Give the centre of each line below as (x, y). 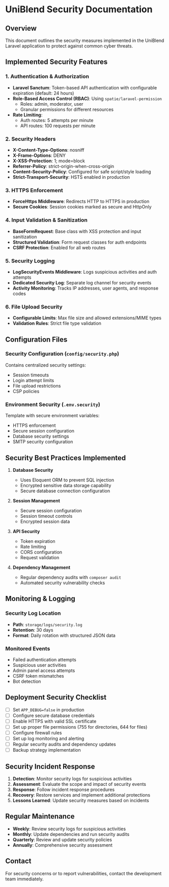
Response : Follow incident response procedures (64, 789)
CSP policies (26, 391)
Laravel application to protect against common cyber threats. (69, 46)
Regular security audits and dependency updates (64, 745)
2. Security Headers (31, 139)
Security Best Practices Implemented (66, 458)
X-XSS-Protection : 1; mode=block (49, 161)
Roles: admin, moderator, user (52, 104)
